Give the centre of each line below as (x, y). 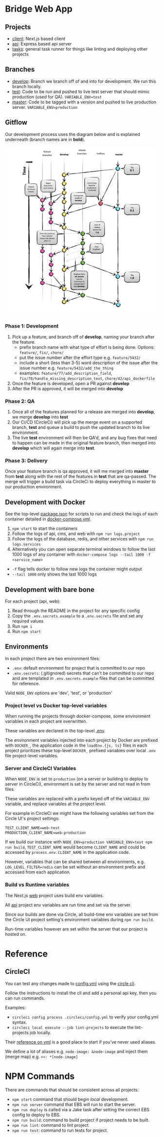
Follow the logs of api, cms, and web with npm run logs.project (76, 534)
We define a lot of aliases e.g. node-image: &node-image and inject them (76, 1051)
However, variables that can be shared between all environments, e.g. (75, 862)
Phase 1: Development (32, 326)
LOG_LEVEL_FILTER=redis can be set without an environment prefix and (75, 867)
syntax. (19, 1022)
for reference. (26, 683)
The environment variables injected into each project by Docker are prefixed (81, 740)
